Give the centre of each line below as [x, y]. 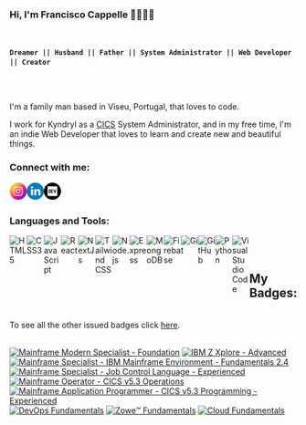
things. [22, 144]
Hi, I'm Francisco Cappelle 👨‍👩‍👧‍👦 [82, 15]
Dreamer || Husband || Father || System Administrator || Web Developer [151, 53]
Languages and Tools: [59, 221]
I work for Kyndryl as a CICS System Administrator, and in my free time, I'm [151, 124]
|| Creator [30, 63]
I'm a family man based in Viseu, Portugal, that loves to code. [125, 107]
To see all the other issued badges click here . [95, 325]
